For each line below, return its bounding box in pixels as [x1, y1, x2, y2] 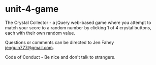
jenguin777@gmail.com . [5, 44, 54, 50]
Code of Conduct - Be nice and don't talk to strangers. [5, 54, 116, 60]
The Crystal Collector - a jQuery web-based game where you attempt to [5, 20, 152, 25]
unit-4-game [5, 3, 59, 15]
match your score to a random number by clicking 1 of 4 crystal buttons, [5, 24, 152, 30]
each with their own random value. [5, 30, 75, 36]
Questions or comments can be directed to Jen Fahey [5, 39, 114, 45]
